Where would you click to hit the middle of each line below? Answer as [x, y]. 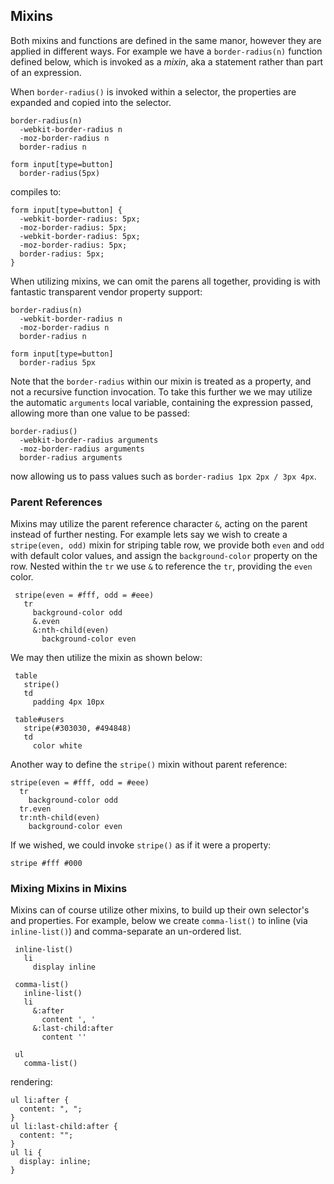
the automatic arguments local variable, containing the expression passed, [162, 402]
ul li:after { [40, 1100]
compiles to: [36, 191]
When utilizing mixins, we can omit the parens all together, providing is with [165, 281]
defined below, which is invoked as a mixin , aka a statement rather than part [167, 61]
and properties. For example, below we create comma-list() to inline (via [159, 921]
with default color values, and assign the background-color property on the [164, 556]
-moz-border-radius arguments [82, 449]
